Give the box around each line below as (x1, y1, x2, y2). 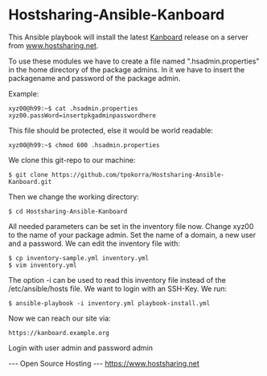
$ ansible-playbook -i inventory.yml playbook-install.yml (8, 299, 211, 307)
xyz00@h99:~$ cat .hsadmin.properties (8, 104, 138, 112)
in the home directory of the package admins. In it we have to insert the (8, 64, 245, 74)
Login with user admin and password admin (8, 343, 153, 353)
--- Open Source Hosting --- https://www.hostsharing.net (8, 358, 199, 368)
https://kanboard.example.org (8, 329, 110, 337)
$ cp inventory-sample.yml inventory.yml (8, 254, 150, 262)
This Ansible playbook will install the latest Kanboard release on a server (8, 32, 249, 42)
